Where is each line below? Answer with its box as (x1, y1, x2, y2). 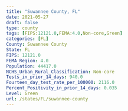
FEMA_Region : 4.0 (6, 58, 49, 63)
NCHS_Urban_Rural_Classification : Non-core (6, 69, 115, 75)
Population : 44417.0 (6, 63, 57, 69)
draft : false (6, 19, 38, 25)
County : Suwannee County (6, 42, 67, 48)
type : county (6, 25, 38, 31)
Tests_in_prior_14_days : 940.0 (6, 74, 83, 80)
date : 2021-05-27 (6, 14, 49, 20)
